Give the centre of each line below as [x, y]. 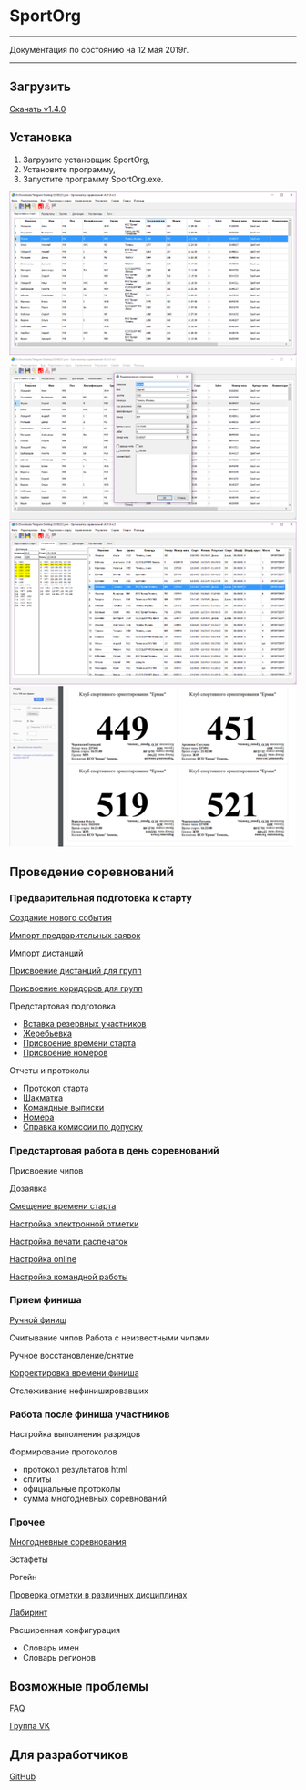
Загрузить [40, 87]
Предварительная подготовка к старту [101, 897]
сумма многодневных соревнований [94, 1499]
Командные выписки [63, 1108]
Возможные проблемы [79, 1687]
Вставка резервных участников [84, 1024]
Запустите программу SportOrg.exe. [93, 179]
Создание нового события [61, 918]
